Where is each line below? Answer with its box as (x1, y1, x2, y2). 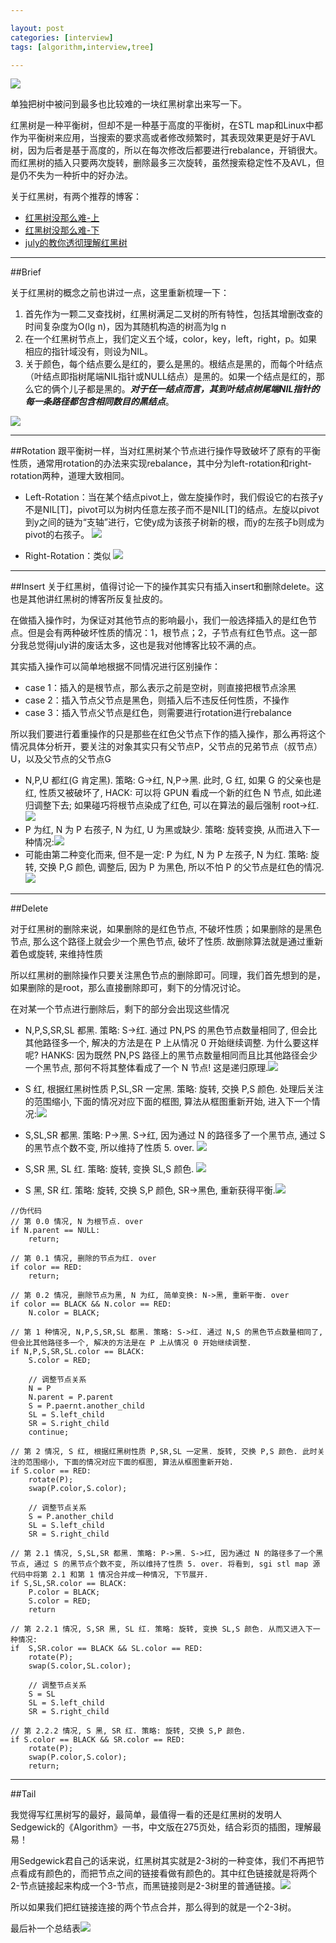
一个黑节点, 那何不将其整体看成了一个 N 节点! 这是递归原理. (24, 1062, 269, 1074)
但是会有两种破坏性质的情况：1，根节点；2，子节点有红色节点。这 (27, 627, 300, 639)
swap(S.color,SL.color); (28, 1661, 132, 1671)
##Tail (10, 1788, 37, 1800)
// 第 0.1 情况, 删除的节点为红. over (10, 1254, 157, 1264)
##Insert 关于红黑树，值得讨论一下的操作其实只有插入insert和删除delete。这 (10, 581, 325, 593)
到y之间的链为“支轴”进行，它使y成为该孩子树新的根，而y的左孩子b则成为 (24, 516, 325, 528)
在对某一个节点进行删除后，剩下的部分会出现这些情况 (10, 1003, 230, 1015)
